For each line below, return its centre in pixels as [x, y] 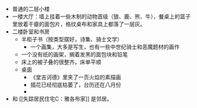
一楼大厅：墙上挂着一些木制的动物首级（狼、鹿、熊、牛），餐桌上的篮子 [101, 16]
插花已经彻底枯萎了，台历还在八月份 [76, 85]
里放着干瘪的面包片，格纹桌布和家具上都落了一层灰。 [79, 24]
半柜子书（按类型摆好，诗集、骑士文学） [72, 39]
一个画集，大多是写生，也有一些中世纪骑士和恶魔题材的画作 [105, 47]
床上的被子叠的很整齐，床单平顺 [61, 62]
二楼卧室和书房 [31, 32]
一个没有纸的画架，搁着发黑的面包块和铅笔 [74, 54]
